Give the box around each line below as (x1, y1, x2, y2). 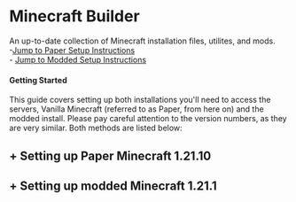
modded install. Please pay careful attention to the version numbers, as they (9, 113, 287, 124)
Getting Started (9, 74, 68, 85)
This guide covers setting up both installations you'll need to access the (9, 95, 271, 105)
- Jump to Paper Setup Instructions (9, 44, 136, 55)
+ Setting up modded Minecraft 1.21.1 (9, 178, 217, 193)
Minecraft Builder (9, 6, 140, 27)
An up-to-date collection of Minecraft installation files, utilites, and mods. (9, 35, 277, 46)
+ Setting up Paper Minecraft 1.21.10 (9, 148, 212, 163)
